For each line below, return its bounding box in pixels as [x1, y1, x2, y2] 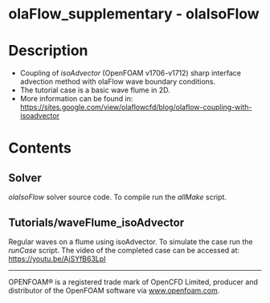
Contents [8, 139, 72, 158]
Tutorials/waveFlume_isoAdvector [8, 215, 185, 229]
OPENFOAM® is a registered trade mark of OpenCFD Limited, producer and [8, 276, 259, 286]
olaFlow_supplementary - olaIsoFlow [8, 5, 260, 23]
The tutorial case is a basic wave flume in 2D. [19, 85, 170, 95]
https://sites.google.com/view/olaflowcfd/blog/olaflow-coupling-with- [19, 102, 252, 113]
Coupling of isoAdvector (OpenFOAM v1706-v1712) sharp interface [19, 68, 241, 78]
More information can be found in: [19, 94, 133, 104]
